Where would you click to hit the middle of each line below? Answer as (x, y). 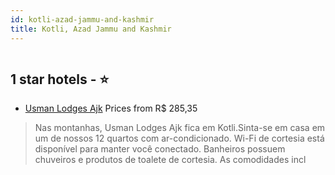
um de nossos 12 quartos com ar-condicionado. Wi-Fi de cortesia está (179, 138)
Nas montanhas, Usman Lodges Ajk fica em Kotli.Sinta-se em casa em (180, 128)
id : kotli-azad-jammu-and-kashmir (82, 19)
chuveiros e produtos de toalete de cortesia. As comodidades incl (170, 160)
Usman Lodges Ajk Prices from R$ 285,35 (111, 108)
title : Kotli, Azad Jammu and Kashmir (91, 29)
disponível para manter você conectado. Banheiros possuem (160, 149)
